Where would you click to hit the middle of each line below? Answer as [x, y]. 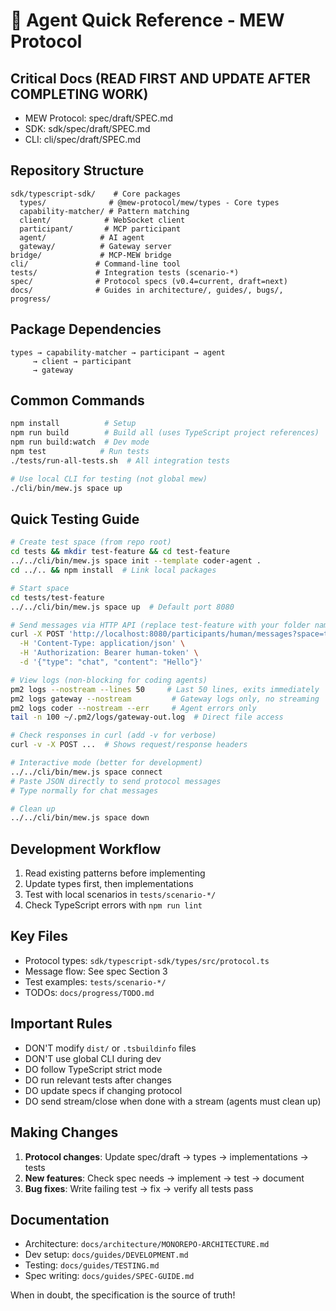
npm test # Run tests [80, 452]
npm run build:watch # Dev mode [80, 442]
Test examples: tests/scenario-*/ [95, 981]
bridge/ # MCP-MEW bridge [91, 255]
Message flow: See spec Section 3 [96, 971]
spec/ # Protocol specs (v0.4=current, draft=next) [149, 281]
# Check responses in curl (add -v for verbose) [113, 735]
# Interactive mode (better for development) [106, 763]
